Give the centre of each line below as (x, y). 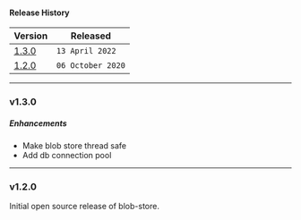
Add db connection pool (67, 156)
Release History (39, 13)
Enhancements (38, 123)
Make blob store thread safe (74, 146)
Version (31, 36)
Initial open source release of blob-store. (84, 207)
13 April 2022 (86, 51)
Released (91, 36)
